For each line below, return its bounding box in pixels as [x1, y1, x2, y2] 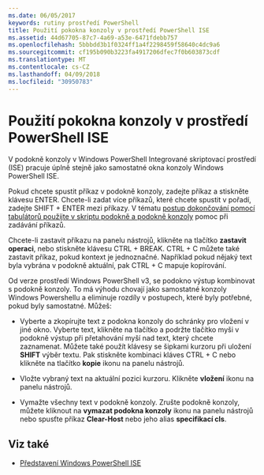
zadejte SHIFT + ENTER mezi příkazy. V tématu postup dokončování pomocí [8, 203, 255, 213]
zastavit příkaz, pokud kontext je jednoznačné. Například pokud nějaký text [8, 252, 252, 262]
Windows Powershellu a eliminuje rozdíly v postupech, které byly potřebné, [8, 293, 252, 303]
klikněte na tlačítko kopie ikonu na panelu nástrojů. [19, 359, 185, 368]
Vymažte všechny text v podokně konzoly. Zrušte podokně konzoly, [19, 398, 240, 407]
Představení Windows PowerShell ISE [19, 458, 142, 468]
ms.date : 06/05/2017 [8, 11, 76, 20]
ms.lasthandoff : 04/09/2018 [8, 70, 101, 78]
